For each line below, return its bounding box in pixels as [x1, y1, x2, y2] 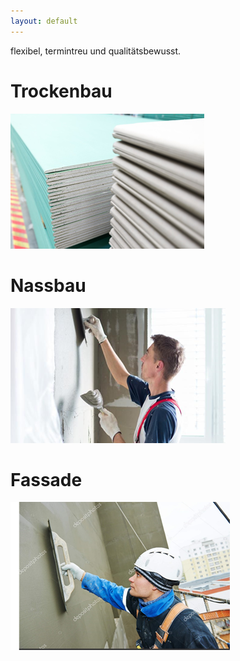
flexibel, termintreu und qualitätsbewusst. [10, 45, 182, 57]
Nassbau [10, 274, 87, 297]
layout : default [10, 16, 78, 26]
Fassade [10, 468, 83, 491]
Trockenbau [10, 80, 113, 102]
